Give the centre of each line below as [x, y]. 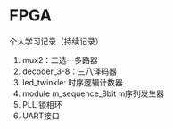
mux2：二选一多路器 [60, 60]
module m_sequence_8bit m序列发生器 [93, 93]
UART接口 [41, 116]
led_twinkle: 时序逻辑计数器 [72, 82]
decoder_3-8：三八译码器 [70, 71]
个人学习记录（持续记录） [56, 41]
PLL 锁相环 [42, 104]
